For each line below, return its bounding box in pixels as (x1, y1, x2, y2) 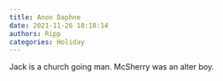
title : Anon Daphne (9, 12, 81, 22)
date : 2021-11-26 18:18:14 (9, 21, 109, 30)
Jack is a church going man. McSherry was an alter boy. (9, 62, 215, 72)
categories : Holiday (9, 37, 86, 47)
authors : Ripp (9, 29, 62, 38)
